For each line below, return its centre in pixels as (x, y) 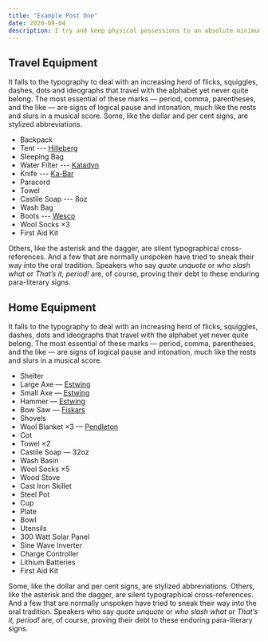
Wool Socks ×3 (45, 225)
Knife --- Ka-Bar (47, 174)
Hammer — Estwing (53, 401)
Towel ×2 (35, 444)
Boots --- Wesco (47, 216)
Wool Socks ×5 (45, 469)
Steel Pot (35, 494)
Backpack (36, 140)
